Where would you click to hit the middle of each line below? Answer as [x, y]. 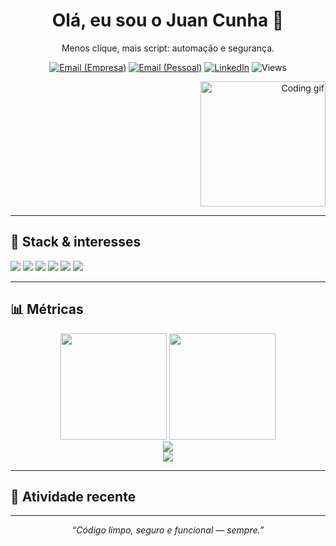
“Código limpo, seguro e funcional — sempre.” [168, 530]
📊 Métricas [47, 309]
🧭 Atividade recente [73, 496]
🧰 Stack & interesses [76, 242]
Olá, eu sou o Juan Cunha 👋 [168, 20]
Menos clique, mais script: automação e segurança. [168, 48]
